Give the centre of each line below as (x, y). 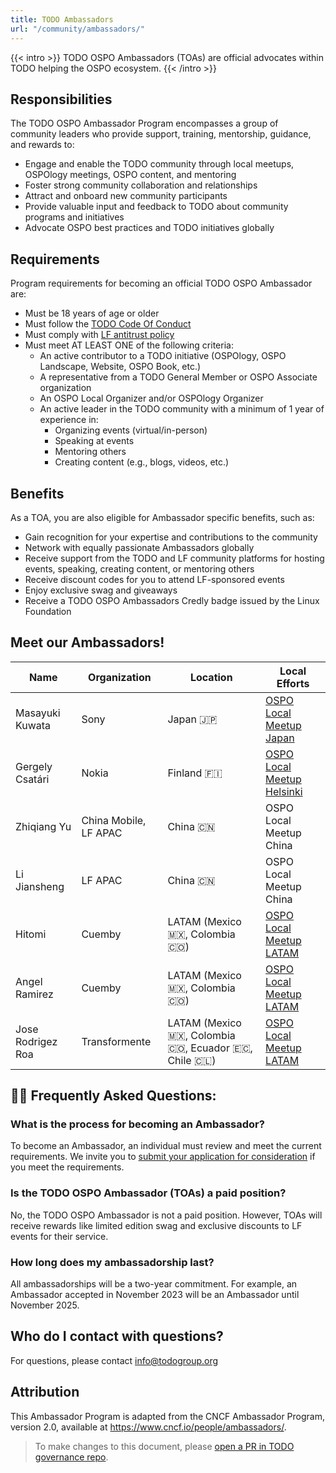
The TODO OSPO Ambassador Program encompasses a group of (144, 123)
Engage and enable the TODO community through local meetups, (159, 164)
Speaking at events (94, 441)
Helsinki (284, 791)
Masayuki (38, 713)
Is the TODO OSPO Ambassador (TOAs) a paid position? (148, 1193)
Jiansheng (40, 886)
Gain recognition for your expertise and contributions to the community (171, 537)
